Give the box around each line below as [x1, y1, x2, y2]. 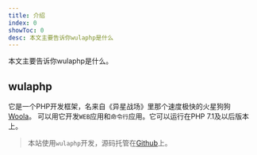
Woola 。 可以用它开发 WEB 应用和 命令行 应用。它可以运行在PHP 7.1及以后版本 [8, 112, 250, 121]
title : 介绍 [8, 11, 45, 20]
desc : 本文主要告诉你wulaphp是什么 [8, 33, 113, 42]
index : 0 [8, 19, 37, 27]
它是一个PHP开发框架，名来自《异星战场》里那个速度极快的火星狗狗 [8, 102, 232, 112]
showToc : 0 [8, 26, 44, 34]
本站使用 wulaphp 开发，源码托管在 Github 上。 [27, 138, 172, 148]
